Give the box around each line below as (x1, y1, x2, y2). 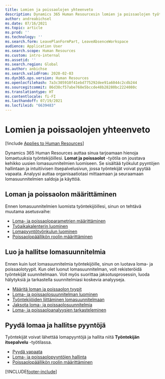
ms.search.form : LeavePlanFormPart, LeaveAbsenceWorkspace (5, 39, 129, 44)
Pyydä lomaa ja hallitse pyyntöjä (5, 321, 106, 329)
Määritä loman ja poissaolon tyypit (12, 286, 82, 292)
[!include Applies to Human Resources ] (5, 140, 84, 146)
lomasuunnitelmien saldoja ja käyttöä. (5, 176, 81, 182)
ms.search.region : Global (5, 62, 58, 67)
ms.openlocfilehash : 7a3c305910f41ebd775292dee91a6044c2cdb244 (5, 80, 137, 85)
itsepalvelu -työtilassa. (5, 339, 53, 345)
